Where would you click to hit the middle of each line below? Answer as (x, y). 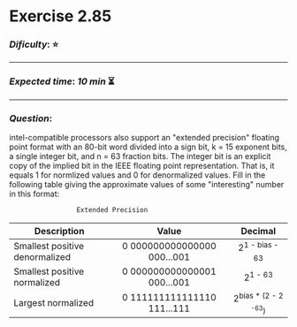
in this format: (34, 194)
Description (59, 232)
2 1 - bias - (259, 247)
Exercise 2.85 (61, 16)
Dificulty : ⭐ (34, 44)
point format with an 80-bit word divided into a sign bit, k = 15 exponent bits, (148, 147)
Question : (31, 118)
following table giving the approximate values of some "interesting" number (147, 185)
